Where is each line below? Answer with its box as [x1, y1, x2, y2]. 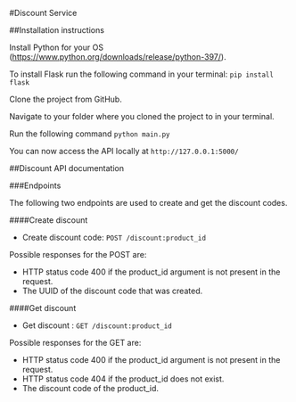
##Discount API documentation [9, 163, 125, 173]
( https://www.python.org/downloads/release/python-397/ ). [9, 52, 226, 62]
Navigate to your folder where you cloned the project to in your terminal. [9, 111, 275, 121]
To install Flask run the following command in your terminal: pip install [9, 69, 275, 79]
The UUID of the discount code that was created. [21, 285, 203, 296]
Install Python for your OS [9, 42, 104, 53]
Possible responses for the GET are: [9, 338, 142, 348]
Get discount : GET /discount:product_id [21, 320, 172, 331]
